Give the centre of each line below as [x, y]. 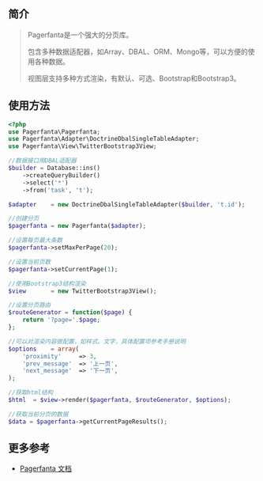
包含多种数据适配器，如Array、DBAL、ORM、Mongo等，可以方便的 [138, 51]
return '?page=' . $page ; [62, 320]
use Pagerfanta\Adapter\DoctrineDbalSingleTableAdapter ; [104, 139]
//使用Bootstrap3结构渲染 [47, 283]
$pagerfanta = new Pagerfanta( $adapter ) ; [77, 226]
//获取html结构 [31, 393]
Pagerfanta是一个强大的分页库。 [80, 35]
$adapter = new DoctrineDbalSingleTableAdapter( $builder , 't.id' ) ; [127, 204]
